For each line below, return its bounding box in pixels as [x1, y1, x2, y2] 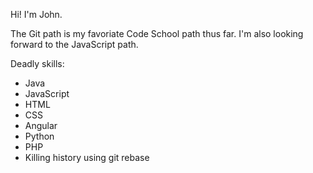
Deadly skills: [10, 58, 65, 69]
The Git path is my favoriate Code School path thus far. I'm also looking [10, 28, 304, 39]
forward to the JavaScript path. [10, 39, 139, 50]
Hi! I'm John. [10, 9, 63, 20]
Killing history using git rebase [24, 152, 150, 163]
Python [24, 130, 55, 142]
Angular [24, 120, 58, 131]
